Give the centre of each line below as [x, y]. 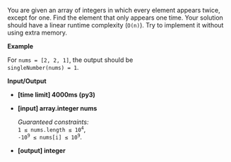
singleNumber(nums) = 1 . [43, 67]
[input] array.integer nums [57, 108]
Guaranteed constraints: [53, 122]
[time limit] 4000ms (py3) [56, 95]
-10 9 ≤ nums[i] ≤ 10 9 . [50, 137]
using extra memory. [37, 32]
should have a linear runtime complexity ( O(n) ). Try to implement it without [115, 25]
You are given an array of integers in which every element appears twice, [114, 10]
